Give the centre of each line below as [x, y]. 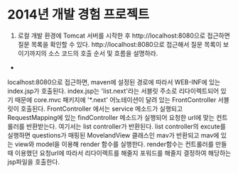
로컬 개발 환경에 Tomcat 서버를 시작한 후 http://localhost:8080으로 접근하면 [124, 35]
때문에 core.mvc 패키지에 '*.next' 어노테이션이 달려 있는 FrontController [115, 99]
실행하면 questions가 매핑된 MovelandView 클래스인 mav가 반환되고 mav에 [113, 135]
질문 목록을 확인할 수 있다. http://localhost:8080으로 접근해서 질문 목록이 [119, 44]
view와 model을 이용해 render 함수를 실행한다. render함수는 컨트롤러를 [114, 144]
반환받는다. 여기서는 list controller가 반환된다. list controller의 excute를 [126, 126]
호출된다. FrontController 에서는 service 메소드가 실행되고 [102, 108]
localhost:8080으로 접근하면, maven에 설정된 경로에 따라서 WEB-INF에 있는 [114, 82]
